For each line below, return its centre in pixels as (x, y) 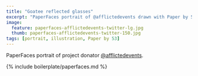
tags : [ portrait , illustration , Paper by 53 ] (63, 39)
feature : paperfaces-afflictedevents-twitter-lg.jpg (77, 28)
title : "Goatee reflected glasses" (50, 11)
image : (14, 22)
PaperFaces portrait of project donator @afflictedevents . (75, 55)
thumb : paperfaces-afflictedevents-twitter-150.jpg (76, 33)
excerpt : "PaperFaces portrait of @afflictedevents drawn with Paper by (97, 17)
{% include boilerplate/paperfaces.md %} (57, 67)
